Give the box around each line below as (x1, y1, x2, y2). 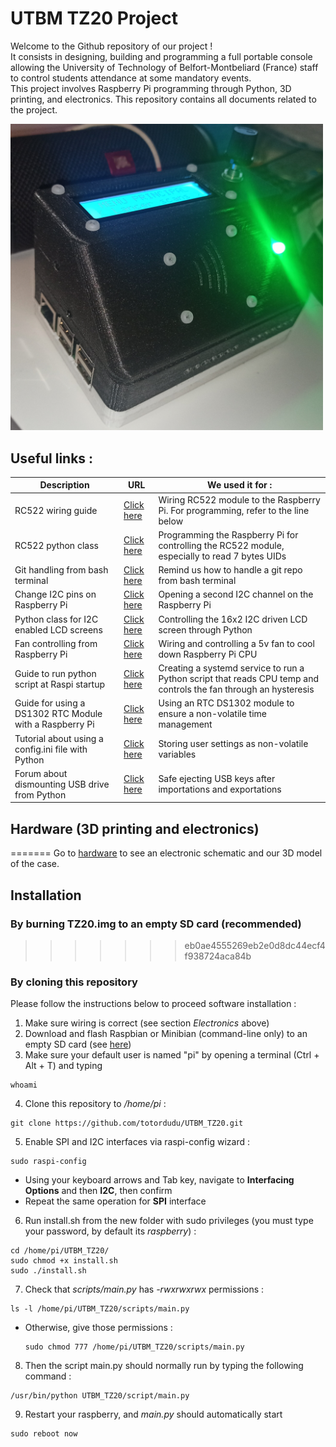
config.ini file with (14, 743, 88, 755)
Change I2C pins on (14, 588, 97, 601)
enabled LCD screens (14, 623, 103, 636)
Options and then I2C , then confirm (24, 1185, 173, 1197)
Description (39, 479, 90, 491)
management (158, 718, 213, 731)
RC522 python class (14, 539, 99, 551)
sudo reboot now (10, 1429, 78, 1439)
